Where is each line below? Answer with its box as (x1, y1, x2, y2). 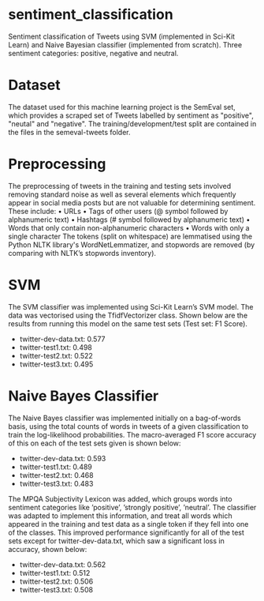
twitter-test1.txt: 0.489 (19, 462, 93, 471)
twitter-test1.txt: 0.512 (19, 568, 91, 577)
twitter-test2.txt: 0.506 (19, 577, 94, 586)
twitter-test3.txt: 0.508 (19, 584, 93, 594)
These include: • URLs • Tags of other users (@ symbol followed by (8, 206, 229, 216)
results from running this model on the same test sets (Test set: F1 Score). (8, 318, 248, 329)
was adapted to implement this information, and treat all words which (8, 511, 232, 520)
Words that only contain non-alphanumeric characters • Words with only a (8, 223, 250, 232)
